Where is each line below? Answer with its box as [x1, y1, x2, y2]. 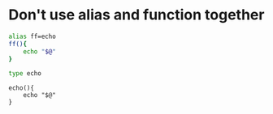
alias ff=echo [8, 32, 57, 40]
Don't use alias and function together [8, 6, 265, 24]
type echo [8, 70, 42, 78]
